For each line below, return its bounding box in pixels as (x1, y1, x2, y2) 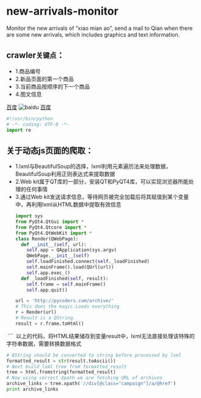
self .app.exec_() (26, 270, 70, 276)
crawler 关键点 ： (6, 50, 65, 60)
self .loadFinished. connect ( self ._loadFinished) (26, 258, 150, 265)
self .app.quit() (26, 287, 68, 293)
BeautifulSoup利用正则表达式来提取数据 (15, 170, 115, 178)
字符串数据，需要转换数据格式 (6, 340, 81, 347)
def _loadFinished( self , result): (21, 275, 109, 281)
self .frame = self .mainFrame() (26, 281, 106, 288)
